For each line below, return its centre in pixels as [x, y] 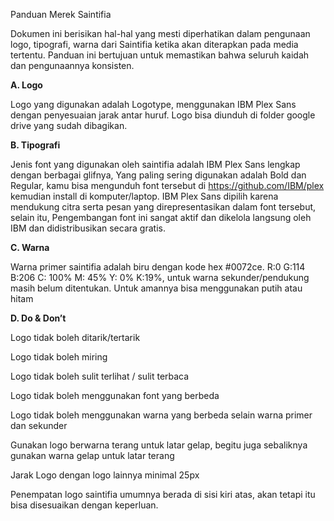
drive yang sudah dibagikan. [69, 125]
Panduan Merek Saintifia [61, 14]
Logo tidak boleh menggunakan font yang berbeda [115, 395]
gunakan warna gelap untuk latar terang [92, 455]
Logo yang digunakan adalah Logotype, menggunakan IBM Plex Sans [153, 104]
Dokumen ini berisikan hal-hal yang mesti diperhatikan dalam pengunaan [160, 33]
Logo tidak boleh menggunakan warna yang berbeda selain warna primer [161, 415]
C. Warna [30, 247]
